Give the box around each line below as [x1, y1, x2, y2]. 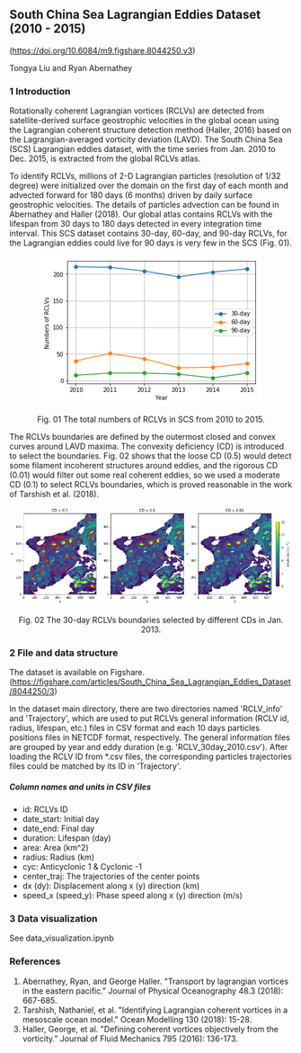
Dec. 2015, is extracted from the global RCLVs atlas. [9, 153, 201, 165]
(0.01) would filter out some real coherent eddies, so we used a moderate [9, 469, 280, 480]
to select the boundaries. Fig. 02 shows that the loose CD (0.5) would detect [9, 451, 292, 461]
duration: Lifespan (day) [22, 832, 111, 843]
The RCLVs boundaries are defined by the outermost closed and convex [9, 432, 276, 442]
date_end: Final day [22, 823, 95, 834]
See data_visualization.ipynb [9, 933, 114, 943]
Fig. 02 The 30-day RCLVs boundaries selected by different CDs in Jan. [18, 614, 284, 625]
